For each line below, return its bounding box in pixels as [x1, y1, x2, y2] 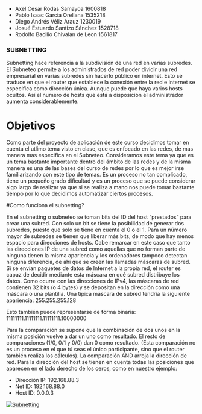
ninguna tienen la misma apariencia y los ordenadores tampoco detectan [6, 252, 188, 259]
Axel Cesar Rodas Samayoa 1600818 [14, 5, 106, 12]
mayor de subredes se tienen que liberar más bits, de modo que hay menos [6, 233, 194, 240]
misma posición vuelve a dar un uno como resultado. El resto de [6, 333, 166, 340]
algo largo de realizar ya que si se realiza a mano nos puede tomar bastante [6, 184, 195, 191]
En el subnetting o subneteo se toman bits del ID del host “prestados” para [6, 213, 192, 221]
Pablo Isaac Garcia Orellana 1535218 [14, 11, 106, 19]
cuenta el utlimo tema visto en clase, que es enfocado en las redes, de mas [6, 145, 194, 152]
